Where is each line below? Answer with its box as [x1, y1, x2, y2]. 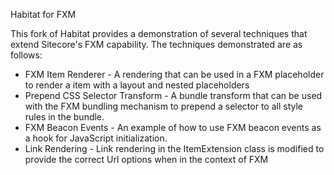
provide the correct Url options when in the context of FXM [24, 154, 269, 165]
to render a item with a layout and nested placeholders [24, 79, 250, 91]
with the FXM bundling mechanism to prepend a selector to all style [24, 100, 303, 112]
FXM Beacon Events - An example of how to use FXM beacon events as [24, 122, 322, 133]
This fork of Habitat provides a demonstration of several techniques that [10, 28, 308, 39]
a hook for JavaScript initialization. [24, 132, 168, 144]
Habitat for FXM [10, 9, 77, 20]
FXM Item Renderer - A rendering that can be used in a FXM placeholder [24, 69, 325, 80]
